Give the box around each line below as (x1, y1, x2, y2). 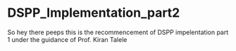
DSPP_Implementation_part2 (7, 5, 180, 21)
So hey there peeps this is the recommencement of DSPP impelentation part (7, 28, 229, 36)
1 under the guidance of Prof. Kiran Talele (7, 35, 128, 43)
